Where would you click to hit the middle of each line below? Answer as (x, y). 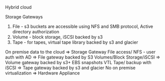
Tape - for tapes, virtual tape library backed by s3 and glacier (75, 42)
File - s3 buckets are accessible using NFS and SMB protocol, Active (82, 26)
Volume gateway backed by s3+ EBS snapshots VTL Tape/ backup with (78, 62)
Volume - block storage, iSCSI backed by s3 (57, 37)
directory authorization (36, 32)
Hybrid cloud (18, 7)
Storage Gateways (24, 17)
